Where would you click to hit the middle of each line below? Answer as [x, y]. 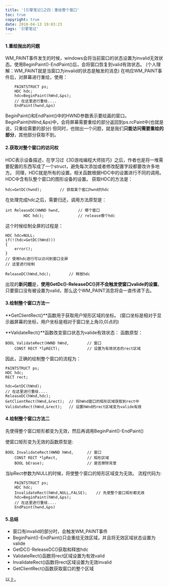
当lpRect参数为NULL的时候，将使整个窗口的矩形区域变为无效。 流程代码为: [83, 473]
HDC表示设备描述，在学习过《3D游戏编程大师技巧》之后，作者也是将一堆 [82, 160]
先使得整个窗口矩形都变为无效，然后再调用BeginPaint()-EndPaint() [74, 431]
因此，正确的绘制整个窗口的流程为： [43, 358]
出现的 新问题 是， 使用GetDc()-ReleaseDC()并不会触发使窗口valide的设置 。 [84, 284]
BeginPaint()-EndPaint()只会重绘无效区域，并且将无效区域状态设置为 [84, 538]
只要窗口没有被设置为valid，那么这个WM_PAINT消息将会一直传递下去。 [80, 290]
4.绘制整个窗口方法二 [27, 419]
